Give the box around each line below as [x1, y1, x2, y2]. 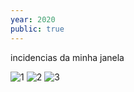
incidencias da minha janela [10, 51, 125, 63]
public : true [10, 24, 65, 34]
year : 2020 [10, 14, 56, 25]
